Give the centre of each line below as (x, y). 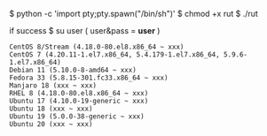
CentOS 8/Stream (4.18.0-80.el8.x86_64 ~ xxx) (97, 47)
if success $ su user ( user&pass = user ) (85, 30)
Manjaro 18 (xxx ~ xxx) (53, 86)
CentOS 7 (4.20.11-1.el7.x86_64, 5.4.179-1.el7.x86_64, (114, 55)
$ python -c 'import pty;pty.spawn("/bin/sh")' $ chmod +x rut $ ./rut (134, 14)
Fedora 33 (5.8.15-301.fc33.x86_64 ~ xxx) (89, 78)
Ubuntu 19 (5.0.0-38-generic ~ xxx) (77, 117)
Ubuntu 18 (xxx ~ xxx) (51, 109)
